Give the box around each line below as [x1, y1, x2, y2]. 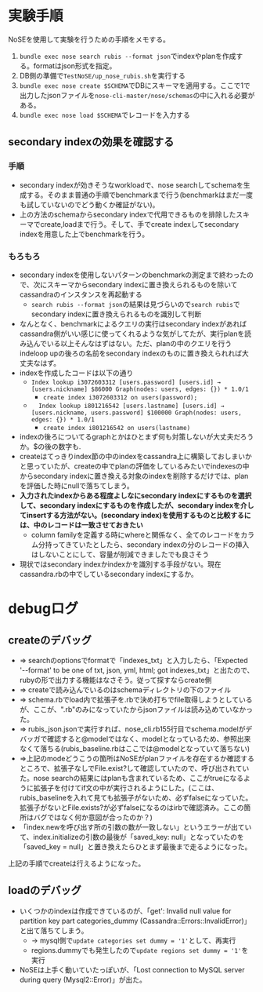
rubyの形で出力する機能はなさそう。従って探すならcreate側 [19, 675, 212, 684]
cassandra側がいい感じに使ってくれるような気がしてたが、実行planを [19, 329, 245, 338]
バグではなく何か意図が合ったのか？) [33, 812, 153, 822]
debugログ [8, 600, 79, 618]
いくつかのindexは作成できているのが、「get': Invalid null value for [19, 906, 232, 915]
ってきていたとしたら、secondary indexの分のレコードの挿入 [52, 539, 250, 549]
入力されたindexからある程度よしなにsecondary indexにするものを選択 [19, 491, 252, 500]
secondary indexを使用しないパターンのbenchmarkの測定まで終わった [19, 270, 247, 279]
